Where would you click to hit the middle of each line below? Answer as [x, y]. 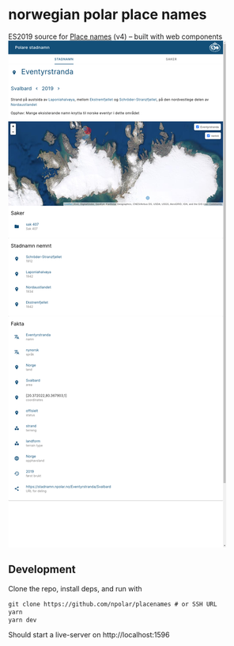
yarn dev [23, 620]
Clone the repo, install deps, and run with [75, 588]
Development [42, 570]
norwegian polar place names [108, 15]
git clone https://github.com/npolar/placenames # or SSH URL [113, 604]
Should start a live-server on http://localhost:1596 [89, 634]
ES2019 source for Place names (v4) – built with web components [115, 36]
